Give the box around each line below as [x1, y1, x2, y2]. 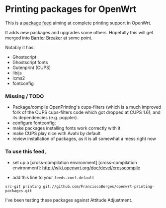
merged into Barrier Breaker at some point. [5, 35, 93, 41]
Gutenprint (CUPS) [12, 65, 51, 70]
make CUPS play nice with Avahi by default [12, 131, 101, 137]
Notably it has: [5, 44, 35, 50]
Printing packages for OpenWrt [5, 3, 137, 15]
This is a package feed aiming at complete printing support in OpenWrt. [5, 20, 152, 26]
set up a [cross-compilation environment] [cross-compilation [12, 159, 138, 165]
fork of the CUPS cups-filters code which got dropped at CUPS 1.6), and [12, 109, 161, 115]
